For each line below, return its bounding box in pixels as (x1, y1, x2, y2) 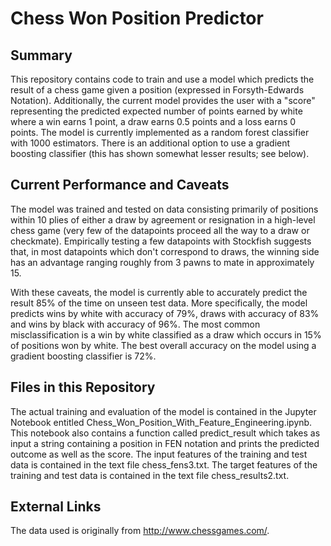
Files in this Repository (10, 379, 156, 396)
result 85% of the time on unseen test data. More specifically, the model (10, 297, 308, 309)
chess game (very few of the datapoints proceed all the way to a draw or (10, 224, 310, 236)
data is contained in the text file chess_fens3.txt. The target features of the (10, 458, 318, 471)
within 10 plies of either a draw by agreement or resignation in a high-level (10, 213, 316, 226)
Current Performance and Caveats (10, 177, 230, 194)
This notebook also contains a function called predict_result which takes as (10, 427, 321, 439)
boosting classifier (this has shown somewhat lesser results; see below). (10, 148, 310, 159)
